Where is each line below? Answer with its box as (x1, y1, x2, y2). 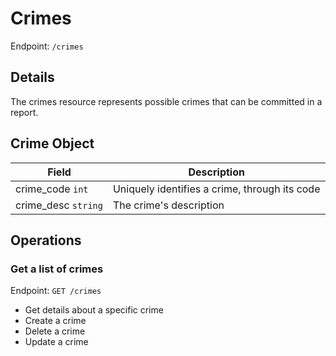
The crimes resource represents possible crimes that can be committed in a (10, 95, 323, 107)
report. (10, 106, 39, 118)
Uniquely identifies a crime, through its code (112, 182, 321, 196)
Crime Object (10, 135, 95, 152)
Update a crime (24, 336, 89, 348)
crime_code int (15, 182, 89, 196)
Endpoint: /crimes (10, 40, 84, 52)
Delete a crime (24, 325, 86, 337)
